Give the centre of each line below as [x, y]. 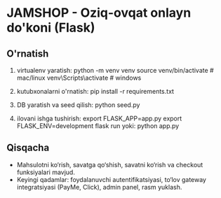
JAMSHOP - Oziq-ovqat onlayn [99, 13]
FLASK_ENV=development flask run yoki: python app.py [98, 126]
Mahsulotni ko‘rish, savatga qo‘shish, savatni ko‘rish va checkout [110, 164]
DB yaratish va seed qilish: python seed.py [78, 105]
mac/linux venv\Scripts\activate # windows [79, 78]
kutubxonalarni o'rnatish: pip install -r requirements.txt [95, 91]
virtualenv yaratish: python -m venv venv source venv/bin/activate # [115, 70]
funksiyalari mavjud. [46, 172]
